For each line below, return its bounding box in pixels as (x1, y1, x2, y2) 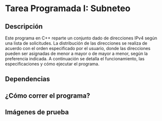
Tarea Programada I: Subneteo (5, 3, 131, 14)
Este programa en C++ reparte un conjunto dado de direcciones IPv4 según (5, 35, 157, 41)
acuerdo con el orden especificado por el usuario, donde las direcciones (5, 46, 151, 51)
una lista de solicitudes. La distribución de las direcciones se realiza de (5, 40, 147, 46)
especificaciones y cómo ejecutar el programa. (5, 61, 100, 67)
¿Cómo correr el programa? (5, 91, 90, 100)
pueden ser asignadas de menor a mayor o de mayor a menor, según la (5, 51, 148, 56)
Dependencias (5, 75, 50, 83)
